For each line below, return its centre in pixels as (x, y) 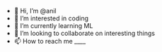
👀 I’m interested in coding (51, 18)
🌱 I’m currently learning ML (53, 26)
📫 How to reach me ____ (50, 41)
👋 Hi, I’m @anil (35, 11)
